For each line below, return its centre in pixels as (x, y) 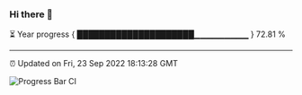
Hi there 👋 (31, 14)
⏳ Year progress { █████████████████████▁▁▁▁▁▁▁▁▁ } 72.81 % (147, 34)
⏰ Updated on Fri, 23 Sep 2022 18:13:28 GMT (93, 64)
